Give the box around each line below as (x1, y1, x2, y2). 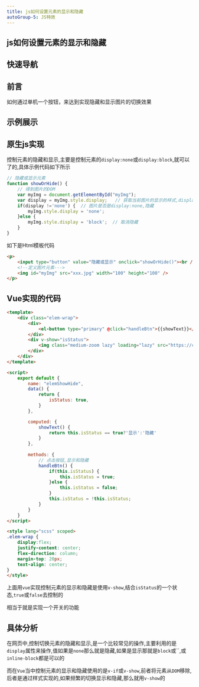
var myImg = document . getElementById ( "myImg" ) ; (17, 192, 136, 198)
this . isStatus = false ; (59, 485, 118, 491)
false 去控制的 (29, 591, 64, 598)
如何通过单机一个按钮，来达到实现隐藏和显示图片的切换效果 (6, 98, 152, 105)
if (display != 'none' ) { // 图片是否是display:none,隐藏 (17, 202, 154, 209)
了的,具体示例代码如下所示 (6, 163, 71, 170)
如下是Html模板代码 (6, 241, 55, 249)
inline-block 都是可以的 (6, 654, 64, 662)
